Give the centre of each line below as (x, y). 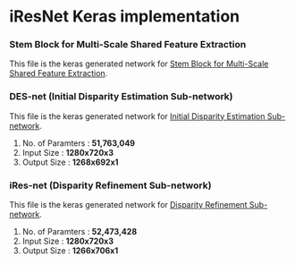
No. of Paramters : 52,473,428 (80, 232)
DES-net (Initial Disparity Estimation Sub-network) (122, 97)
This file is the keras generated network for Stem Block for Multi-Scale (139, 64)
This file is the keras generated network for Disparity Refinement (128, 205)
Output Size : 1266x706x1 (70, 251)
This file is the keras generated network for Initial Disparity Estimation (137, 116)
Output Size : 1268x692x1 (70, 162)
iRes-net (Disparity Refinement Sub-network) (110, 185)
